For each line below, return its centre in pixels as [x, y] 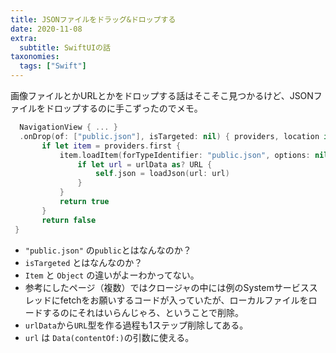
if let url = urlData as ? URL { [145, 164]
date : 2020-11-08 [46, 29]
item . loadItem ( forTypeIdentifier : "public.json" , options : [185, 155]
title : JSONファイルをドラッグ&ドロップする [93, 19]
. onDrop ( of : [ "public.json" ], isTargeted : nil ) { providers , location [169, 136]
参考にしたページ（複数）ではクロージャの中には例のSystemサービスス [171, 287]
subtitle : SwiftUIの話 [65, 47]
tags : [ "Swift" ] [53, 66]
